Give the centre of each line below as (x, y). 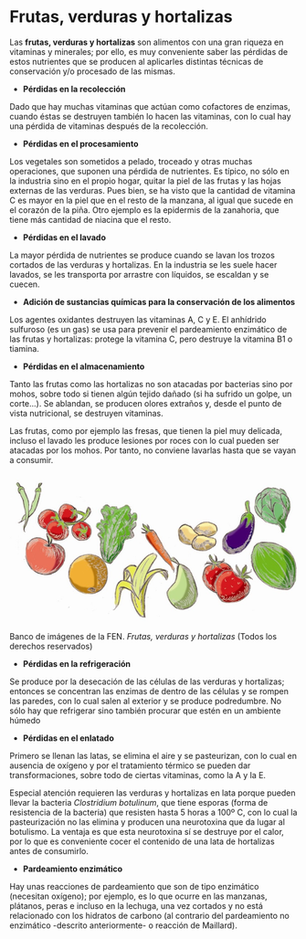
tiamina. (24, 348)
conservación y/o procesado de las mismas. (92, 71)
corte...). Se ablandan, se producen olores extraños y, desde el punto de (146, 403)
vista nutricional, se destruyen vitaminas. (86, 413)
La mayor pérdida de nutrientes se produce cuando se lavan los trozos (142, 255)
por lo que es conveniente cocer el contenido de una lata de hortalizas (142, 841)
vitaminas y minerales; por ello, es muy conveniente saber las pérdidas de (149, 51)
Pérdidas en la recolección (74, 89)
